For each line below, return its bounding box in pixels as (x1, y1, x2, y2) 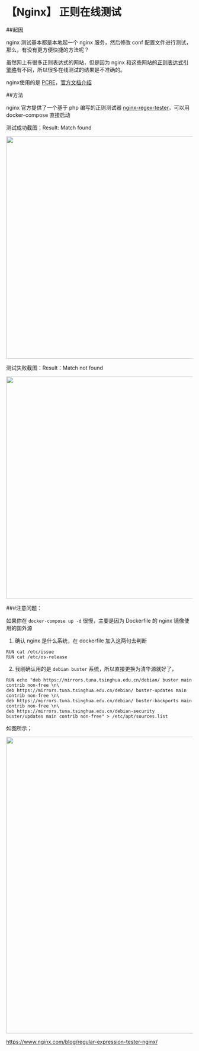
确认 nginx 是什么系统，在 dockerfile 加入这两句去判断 (14, 637, 147, 644)
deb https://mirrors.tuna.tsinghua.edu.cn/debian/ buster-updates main (6, 687, 187, 693)
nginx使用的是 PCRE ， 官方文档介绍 (6, 78, 92, 86)
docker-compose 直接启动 (6, 111, 70, 119)
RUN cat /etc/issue (6, 649, 54, 655)
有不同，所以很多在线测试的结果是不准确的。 (17, 66, 126, 73)
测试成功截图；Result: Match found (6, 124, 92, 131)
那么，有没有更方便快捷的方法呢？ (6, 46, 89, 53)
